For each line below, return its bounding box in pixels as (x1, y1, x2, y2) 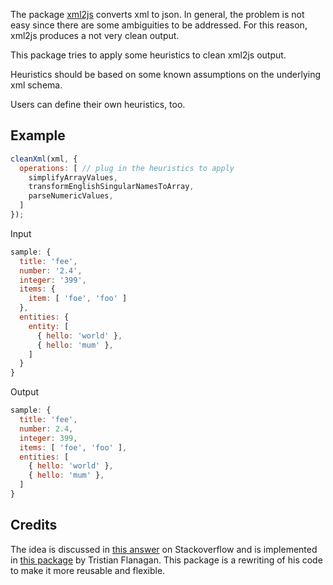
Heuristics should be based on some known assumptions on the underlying (10, 69, 322, 80)
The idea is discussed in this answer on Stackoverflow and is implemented (10, 543, 318, 555)
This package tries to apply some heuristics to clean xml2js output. (10, 49, 287, 61)
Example (10, 127, 66, 144)
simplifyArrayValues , (28, 172, 118, 183)
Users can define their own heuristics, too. (10, 99, 186, 110)
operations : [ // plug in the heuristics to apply (19, 163, 235, 173)
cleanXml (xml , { (10, 154, 78, 164)
